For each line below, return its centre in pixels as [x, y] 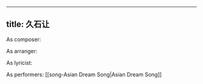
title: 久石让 [28, 24]
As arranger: [22, 51]
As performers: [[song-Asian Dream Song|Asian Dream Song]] [84, 74]
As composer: [24, 39]
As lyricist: [19, 63]
